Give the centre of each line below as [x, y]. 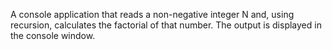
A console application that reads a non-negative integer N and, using [152, 14]
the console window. [53, 35]
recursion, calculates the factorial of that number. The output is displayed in [166, 25]
